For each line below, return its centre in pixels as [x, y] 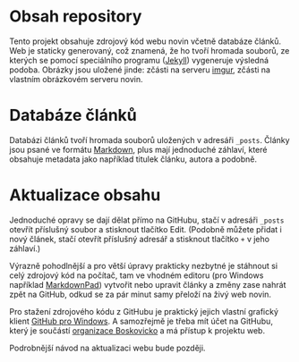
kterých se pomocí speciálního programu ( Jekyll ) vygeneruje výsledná [139, 60]
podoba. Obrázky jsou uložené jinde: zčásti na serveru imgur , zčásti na [140, 70]
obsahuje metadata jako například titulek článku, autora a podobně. [133, 159]
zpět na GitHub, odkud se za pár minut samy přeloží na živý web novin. [140, 294]
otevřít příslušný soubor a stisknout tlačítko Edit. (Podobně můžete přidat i [145, 229]
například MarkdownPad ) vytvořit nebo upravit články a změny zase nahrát [148, 284]
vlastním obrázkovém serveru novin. [76, 79]
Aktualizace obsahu [85, 195]
